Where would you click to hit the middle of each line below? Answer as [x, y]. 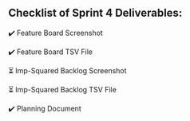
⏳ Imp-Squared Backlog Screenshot [67, 70]
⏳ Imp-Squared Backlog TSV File [63, 89]
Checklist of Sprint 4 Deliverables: [95, 13]
